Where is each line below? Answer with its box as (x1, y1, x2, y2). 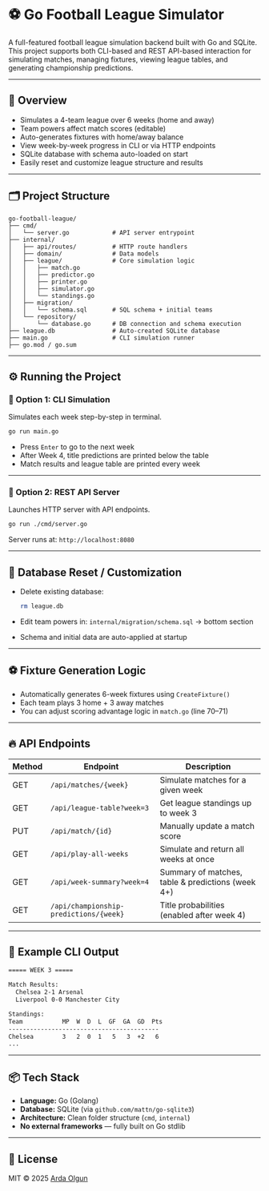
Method (12, 761, 43, 772)
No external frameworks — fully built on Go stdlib (19, 1121, 186, 1131)
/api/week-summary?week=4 (50, 877, 150, 887)
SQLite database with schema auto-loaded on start (19, 149, 188, 159)
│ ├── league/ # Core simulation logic (8, 256, 195, 264)
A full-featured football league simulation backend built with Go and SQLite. (8, 37, 258, 47)
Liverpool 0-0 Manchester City (15, 996, 120, 1004)
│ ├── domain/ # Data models (8, 249, 159, 258)
